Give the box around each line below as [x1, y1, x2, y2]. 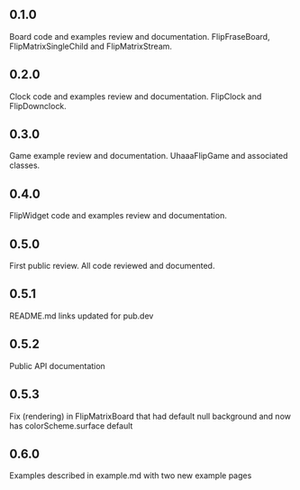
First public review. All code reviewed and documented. [9, 261, 215, 272]
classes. [9, 160, 41, 171]
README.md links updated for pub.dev [9, 310, 154, 321]
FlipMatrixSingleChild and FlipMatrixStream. [9, 41, 173, 51]
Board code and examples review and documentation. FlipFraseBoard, [9, 31, 270, 42]
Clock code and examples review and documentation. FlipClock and [9, 90, 262, 102]
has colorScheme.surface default [9, 420, 133, 431]
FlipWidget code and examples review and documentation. [9, 210, 227, 221]
